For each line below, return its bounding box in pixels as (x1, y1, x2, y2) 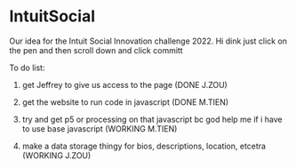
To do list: (9, 62, 45, 73)
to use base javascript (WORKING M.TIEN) (21, 123, 178, 134)
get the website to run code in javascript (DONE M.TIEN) (21, 96, 229, 108)
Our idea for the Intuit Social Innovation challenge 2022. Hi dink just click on (9, 36, 287, 46)
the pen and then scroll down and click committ (9, 44, 184, 55)
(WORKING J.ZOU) (21, 149, 92, 161)
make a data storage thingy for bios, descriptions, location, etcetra (21, 140, 267, 151)
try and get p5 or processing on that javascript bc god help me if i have (21, 114, 283, 124)
